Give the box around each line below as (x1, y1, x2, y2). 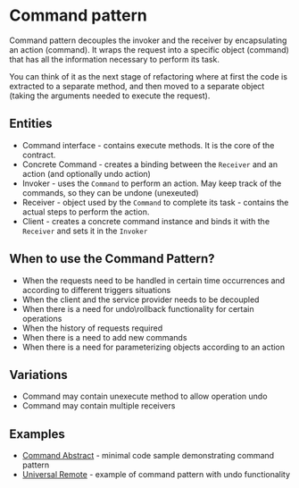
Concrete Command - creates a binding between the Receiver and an (21, 158, 278, 170)
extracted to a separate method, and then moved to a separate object (9, 80, 265, 91)
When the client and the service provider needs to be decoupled (21, 294, 260, 305)
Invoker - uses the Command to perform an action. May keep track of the (21, 178, 282, 189)
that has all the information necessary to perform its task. (9, 54, 220, 64)
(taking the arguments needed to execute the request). (9, 90, 211, 101)
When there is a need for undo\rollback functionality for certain (21, 303, 254, 314)
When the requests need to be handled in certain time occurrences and (21, 274, 286, 286)
